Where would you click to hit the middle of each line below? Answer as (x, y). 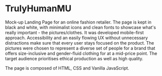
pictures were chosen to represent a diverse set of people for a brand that (80, 48)
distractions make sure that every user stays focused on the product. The (80, 43)
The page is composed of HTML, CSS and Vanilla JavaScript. (67, 68)
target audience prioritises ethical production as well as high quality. (74, 58)
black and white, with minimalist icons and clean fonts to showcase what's (81, 27)
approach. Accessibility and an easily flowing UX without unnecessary (77, 38)
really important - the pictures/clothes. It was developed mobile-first (75, 32)
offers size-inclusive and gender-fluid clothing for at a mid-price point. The (81, 53)
